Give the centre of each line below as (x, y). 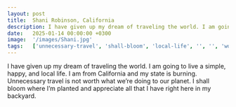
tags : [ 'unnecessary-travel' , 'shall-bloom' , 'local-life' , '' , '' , (113, 46)
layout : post (26, 14)
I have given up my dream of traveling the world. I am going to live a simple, (117, 66)
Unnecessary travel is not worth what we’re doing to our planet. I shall (108, 81)
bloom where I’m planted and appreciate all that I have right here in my (109, 88)
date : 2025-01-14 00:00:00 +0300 (59, 33)
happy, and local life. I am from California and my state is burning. (102, 73)
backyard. (22, 96)
